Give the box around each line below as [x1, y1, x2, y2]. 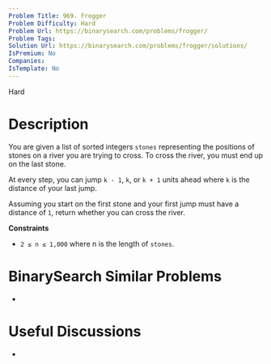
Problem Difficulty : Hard [8, 19, 95, 28]
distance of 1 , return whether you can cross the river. [8, 207, 186, 217]
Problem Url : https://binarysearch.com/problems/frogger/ [8, 27, 208, 35]
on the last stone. [8, 159, 66, 168]
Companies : [8, 57, 45, 66]
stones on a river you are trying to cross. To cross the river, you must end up [8, 150, 264, 160]
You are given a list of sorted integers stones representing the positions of [8, 142, 255, 151]
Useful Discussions [8, 322, 142, 341]
